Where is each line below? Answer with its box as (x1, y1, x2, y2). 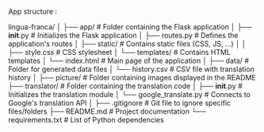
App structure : (8, 7, 58, 16)
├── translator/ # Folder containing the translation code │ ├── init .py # (8, 81, 243, 91)
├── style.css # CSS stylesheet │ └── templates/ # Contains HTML (8, 48, 231, 56)
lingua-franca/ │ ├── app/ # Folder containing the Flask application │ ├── (8, 22, 252, 31)
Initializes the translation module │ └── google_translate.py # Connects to (8, 90, 251, 99)
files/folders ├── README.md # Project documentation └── (8, 107, 207, 116)
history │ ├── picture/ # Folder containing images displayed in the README (8, 73, 256, 82)
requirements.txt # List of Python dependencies (8, 115, 164, 124)
